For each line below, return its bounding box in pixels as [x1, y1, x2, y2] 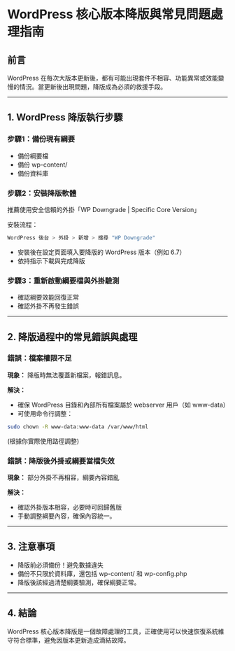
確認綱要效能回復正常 [17, 293, 79, 302]
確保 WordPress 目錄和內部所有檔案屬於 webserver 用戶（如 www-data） [17, 400, 229, 409]
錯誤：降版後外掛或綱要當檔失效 [7, 456, 115, 465]
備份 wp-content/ [17, 160, 68, 169]
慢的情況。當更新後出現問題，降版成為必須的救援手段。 [7, 83, 166, 91]
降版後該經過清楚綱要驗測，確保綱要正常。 [17, 578, 141, 587]
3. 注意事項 [7, 540, 55, 553]
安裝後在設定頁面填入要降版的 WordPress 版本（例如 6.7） [17, 248, 186, 256]
